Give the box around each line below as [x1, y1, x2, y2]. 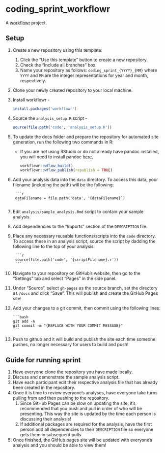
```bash [12, 314, 28, 320]
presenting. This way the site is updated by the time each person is [20, 411, 156, 417]
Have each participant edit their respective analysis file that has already [12, 380, 158, 385]
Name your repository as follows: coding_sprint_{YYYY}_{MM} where [20, 67, 158, 73]
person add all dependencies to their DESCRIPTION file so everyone [20, 426, 154, 432]
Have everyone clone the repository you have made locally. [12, 369, 133, 375]
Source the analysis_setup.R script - [12, 115, 87, 121]
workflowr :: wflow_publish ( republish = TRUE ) [20, 168, 113, 173]
